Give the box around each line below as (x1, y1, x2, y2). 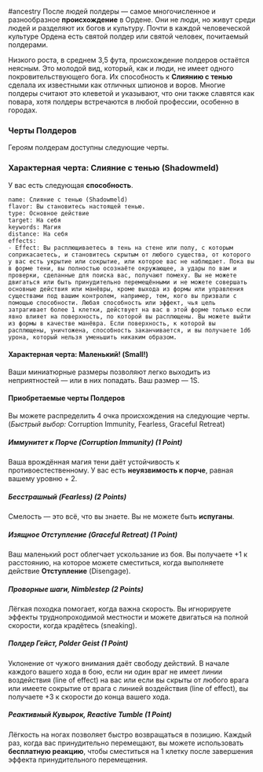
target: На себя (8, 216, 61, 224)
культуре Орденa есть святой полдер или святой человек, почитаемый (8, 31, 249, 41)
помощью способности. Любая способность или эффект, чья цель (8, 299, 216, 307)
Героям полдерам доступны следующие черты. (8, 143, 170, 153)
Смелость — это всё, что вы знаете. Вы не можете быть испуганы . (8, 511, 235, 521)
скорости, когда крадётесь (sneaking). (8, 620, 137, 630)
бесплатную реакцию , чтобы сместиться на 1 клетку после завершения (8, 746, 254, 755)
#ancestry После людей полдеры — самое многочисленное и (8, 7, 216, 16)
